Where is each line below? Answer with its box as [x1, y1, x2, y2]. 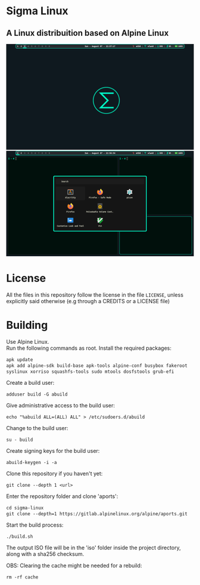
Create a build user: [6, 379, 55, 386]
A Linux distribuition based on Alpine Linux [6, 28, 169, 38]
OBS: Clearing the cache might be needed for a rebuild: [6, 562, 142, 569]
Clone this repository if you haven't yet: [6, 469, 103, 477]
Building [6, 319, 48, 332]
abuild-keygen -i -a [6, 459, 58, 465]
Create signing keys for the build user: [6, 447, 100, 454]
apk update [6, 356, 33, 363]
